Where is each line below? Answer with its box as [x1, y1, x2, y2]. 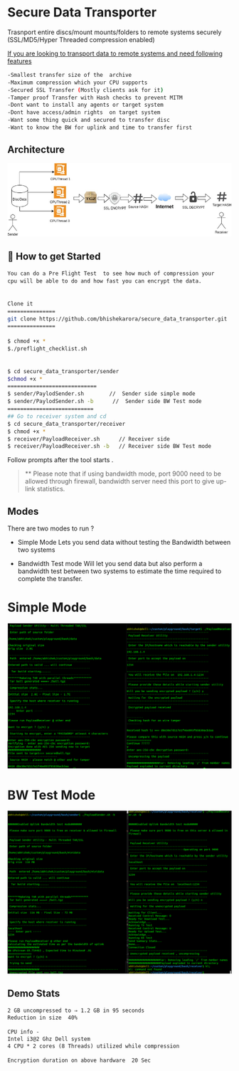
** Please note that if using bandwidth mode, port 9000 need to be [24, 469, 222, 478]
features [7, 56, 32, 65]
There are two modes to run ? [7, 524, 95, 533]
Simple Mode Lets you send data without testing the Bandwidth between [17, 538, 231, 547]
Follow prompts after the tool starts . [7, 456, 114, 464]
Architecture [7, 144, 65, 156]
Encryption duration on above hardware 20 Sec [7, 1057, 152, 1065]
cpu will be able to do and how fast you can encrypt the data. [7, 278, 202, 285]
